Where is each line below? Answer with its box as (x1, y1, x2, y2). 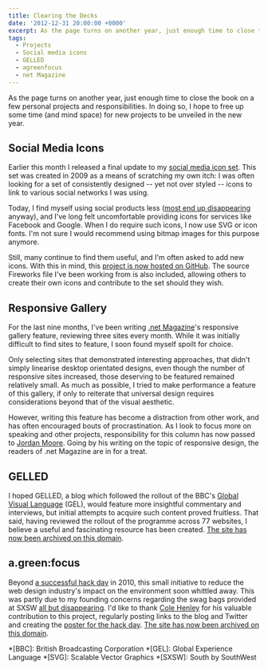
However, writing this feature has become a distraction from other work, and (8, 412, 259, 423)
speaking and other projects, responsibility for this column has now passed (8, 430, 255, 439)
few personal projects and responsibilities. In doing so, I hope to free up (8, 101, 245, 111)
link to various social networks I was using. (8, 188, 149, 198)
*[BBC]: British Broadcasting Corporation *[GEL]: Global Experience (8, 644, 233, 653)
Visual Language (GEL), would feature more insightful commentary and (8, 499, 242, 509)
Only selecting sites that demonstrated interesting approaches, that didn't (8, 355, 250, 365)
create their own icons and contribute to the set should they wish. (8, 278, 224, 288)
